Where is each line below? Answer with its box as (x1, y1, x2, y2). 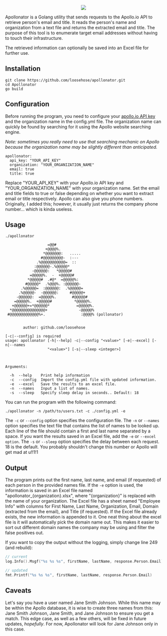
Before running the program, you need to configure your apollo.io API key (5, 113, 156, 119)
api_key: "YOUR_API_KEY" (9, 158, 61, 163)
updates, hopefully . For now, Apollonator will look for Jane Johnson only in (5, 621, 158, 627)
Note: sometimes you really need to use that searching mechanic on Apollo (5, 138, 160, 144)
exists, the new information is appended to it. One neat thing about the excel (5, 514, 162, 520)
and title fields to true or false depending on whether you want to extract (5, 190, 154, 196)
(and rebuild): (5, 545, 33, 551)
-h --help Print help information (9, 373, 90, 378)
